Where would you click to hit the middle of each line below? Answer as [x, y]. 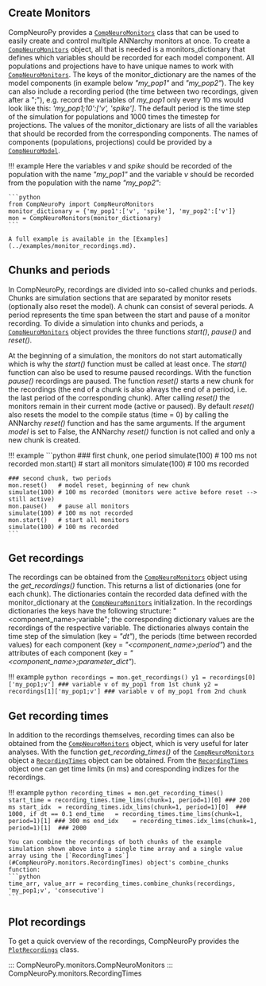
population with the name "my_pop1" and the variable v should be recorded [131, 174]
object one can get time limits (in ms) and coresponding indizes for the [124, 769]
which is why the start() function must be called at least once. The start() [128, 364]
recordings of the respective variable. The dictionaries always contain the [129, 628]
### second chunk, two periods [60, 478]
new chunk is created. [44, 439]
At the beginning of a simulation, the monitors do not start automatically [125, 355]
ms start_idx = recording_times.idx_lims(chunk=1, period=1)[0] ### [127, 807]
